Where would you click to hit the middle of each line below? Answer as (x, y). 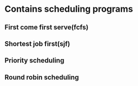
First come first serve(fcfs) (46, 27)
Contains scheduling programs (69, 9)
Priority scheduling (34, 61)
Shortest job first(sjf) (37, 43)
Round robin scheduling (42, 77)
